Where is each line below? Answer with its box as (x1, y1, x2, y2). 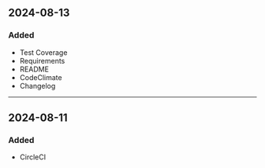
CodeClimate (19, 72, 62, 82)
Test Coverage (19, 47, 68, 57)
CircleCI (19, 152, 46, 162)
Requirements (19, 56, 65, 65)
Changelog (19, 81, 56, 90)
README (19, 64, 50, 74)
